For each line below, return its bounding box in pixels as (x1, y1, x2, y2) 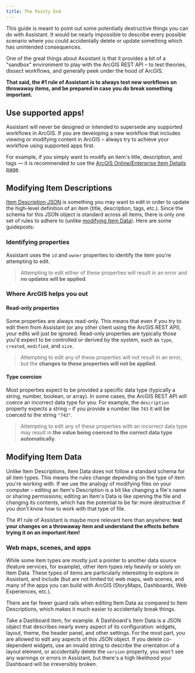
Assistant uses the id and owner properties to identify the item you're (6, 251, 171, 259)
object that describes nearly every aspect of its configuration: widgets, (6, 623, 177, 630)
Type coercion (6, 373, 42, 380)
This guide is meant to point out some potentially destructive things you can (6, 25, 189, 32)
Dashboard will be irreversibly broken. (6, 660, 97, 667)
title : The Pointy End (6, 8, 61, 15)
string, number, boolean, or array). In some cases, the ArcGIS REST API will (6, 392, 187, 399)
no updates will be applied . (20, 275, 88, 282)
